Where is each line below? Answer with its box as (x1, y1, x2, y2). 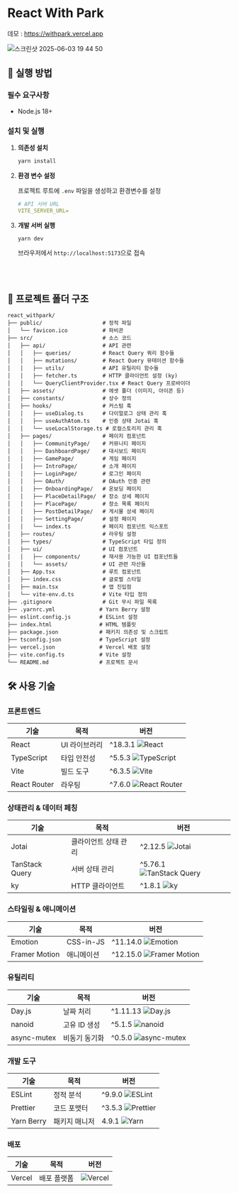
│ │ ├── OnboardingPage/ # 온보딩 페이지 (7, 485, 142, 493)
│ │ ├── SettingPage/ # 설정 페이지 (7, 516, 137, 523)
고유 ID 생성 (62, 1020, 101, 1030)
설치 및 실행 (7, 126, 45, 136)
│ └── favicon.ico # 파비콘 (7, 327, 124, 334)
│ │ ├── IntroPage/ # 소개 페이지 (7, 463, 137, 470)
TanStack (11, 859, 42, 869)
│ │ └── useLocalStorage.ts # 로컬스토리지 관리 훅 (7, 425, 163, 432)
